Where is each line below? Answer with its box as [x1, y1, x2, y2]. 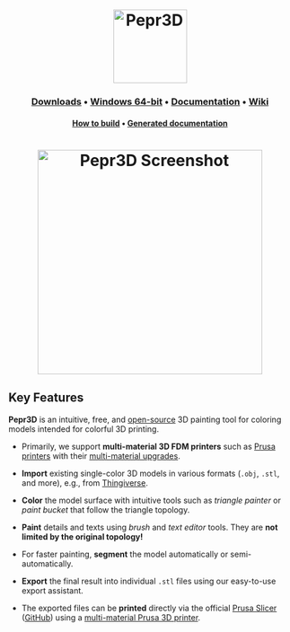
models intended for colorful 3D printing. [8, 423, 159, 434]
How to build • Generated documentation [72, 118, 228, 128]
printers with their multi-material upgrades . [21, 450, 180, 461]
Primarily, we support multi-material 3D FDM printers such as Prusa [21, 441, 276, 452]
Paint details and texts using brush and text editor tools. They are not [21, 522, 278, 532]
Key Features [8, 391, 84, 406]
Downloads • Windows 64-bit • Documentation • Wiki [31, 95, 269, 108]
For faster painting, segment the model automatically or [21, 549, 229, 559]
